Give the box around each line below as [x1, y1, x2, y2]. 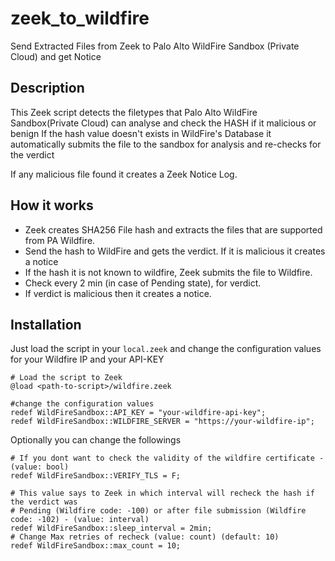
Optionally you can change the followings [10, 434, 182, 446]
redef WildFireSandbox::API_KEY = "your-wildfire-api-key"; [10, 408, 267, 418]
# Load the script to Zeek [10, 373, 123, 383]
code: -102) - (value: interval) [10, 515, 150, 525]
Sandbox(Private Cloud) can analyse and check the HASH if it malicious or [10, 117, 317, 129]
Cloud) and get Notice [10, 50, 102, 62]
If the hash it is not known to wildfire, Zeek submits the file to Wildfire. [24, 266, 313, 278]
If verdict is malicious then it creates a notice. [24, 287, 212, 299]
